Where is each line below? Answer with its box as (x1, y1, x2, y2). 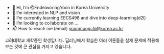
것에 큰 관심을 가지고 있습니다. (14, 44, 72, 49)
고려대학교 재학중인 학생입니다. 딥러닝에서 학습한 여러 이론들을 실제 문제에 (5, 37, 146, 43)
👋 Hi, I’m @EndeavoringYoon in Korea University (12, 5, 110, 10)
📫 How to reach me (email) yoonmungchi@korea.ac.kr (12, 26, 123, 31)
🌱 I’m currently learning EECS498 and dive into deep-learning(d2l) (12, 15, 146, 20)
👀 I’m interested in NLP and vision (12, 10, 80, 16)
